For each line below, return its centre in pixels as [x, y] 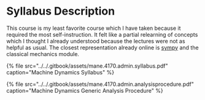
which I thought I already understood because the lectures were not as [96, 41]
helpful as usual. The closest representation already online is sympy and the [102, 48]
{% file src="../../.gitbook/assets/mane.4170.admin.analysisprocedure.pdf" [100, 84]
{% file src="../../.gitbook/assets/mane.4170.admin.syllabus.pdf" [87, 66]
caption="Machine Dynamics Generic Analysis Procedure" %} [85, 90]
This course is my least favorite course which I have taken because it [94, 28]
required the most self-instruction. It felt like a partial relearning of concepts [102, 34]
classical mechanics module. [43, 54]
